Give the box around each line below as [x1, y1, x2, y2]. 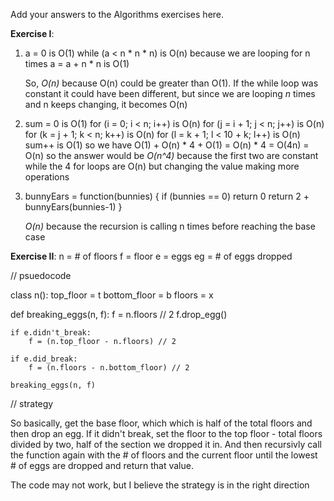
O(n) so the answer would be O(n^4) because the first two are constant [24, 150, 319, 161]
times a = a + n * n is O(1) [24, 58, 130, 69]
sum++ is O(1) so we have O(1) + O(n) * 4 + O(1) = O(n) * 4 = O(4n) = [24, 139, 310, 151]
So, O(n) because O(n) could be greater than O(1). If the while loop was [24, 77, 319, 89]
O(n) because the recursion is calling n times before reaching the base [24, 220, 316, 232]
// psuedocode [10, 270, 72, 281]
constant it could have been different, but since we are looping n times [24, 88, 316, 99]
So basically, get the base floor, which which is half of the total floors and [10, 417, 313, 429]
